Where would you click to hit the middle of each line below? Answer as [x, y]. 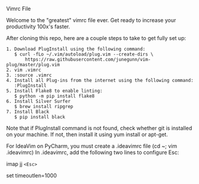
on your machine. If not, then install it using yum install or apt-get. [87, 134]
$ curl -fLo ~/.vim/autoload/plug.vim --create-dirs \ [84, 54]
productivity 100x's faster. [38, 27]
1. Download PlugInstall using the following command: [76, 49]
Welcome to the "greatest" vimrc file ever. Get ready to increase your [91, 20]
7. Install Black [28, 112]
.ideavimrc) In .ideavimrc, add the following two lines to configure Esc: [93, 152]
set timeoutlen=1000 [31, 175]
